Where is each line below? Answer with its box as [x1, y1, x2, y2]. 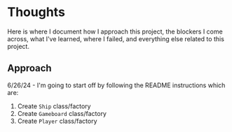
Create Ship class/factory [17, 102, 91, 110]
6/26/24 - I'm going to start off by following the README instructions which [7, 81, 226, 89]
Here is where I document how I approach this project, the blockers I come [7, 27, 223, 36]
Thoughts [7, 4, 65, 20]
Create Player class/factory [17, 117, 97, 125]
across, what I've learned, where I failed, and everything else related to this [7, 34, 224, 43]
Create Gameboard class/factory [17, 109, 107, 117]
